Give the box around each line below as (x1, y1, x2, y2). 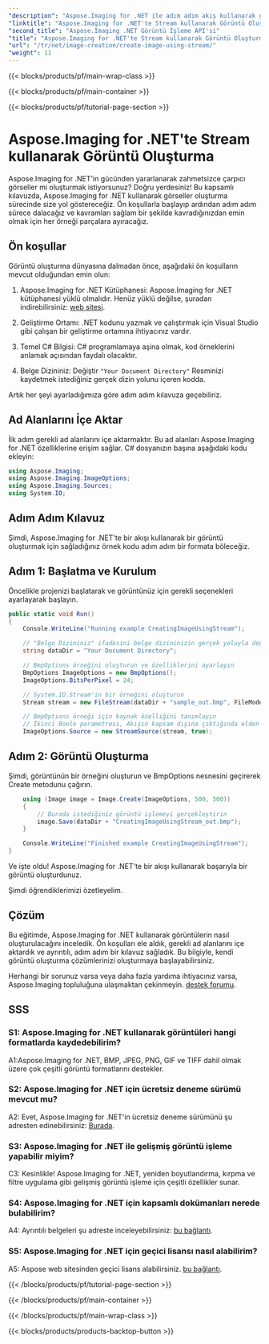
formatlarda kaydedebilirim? (8, 1037, 122, 1048)
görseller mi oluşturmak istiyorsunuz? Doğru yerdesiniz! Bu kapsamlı (8, 182, 235, 192)
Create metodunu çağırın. (8, 779, 93, 789)
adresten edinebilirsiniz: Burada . (8, 1120, 114, 1130)
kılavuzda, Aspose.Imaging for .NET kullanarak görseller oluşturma (8, 190, 228, 201)
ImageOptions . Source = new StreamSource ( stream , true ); (22, 728, 214, 736)
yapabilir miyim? (8, 1151, 74, 1162)
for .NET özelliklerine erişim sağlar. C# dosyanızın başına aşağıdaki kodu (8, 443, 247, 453)
